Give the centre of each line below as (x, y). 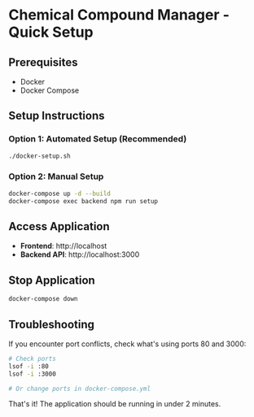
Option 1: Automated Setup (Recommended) (98, 139)
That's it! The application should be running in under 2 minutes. (115, 404)
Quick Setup (51, 32)
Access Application (59, 226)
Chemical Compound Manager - (119, 15)
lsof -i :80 (28, 366)
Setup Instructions (57, 116)
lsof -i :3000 (33, 374)
